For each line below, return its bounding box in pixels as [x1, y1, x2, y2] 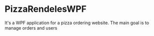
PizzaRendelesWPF [4, 3, 87, 15]
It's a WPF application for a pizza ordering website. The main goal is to [4, 20, 150, 26]
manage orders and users [4, 25, 58, 31]
